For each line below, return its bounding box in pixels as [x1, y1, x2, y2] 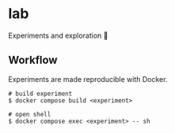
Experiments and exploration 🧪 [8, 31, 108, 40]
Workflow [8, 54, 58, 67]
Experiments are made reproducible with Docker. [8, 74, 168, 83]
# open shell [8, 110, 51, 118]
